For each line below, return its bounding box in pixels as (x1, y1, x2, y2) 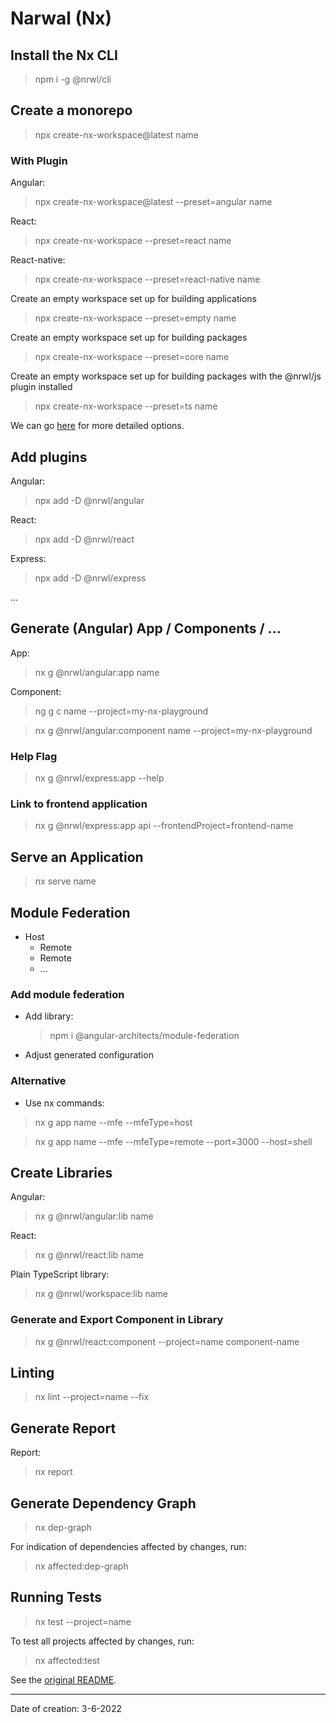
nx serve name (34, 875, 97, 887)
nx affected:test (34, 1654, 100, 1666)
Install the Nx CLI (10, 47, 118, 64)
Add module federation (10, 987, 125, 1001)
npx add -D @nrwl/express (34, 572, 147, 584)
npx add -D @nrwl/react (34, 533, 135, 545)
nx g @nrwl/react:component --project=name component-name (34, 1335, 300, 1347)
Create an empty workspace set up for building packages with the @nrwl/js (10, 370, 322, 382)
